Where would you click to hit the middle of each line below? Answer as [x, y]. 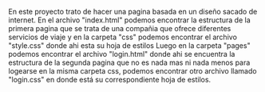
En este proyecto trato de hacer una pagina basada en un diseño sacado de [133, 12]
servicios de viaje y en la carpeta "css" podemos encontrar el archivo [123, 37]
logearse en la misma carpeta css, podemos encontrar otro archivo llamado [132, 71]
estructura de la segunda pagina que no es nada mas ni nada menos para [129, 62]
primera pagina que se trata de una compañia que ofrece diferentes [120, 28]
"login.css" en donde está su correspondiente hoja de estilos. [110, 80]
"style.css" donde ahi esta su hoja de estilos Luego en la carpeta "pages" [129, 46]
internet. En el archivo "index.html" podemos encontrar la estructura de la [130, 20]
